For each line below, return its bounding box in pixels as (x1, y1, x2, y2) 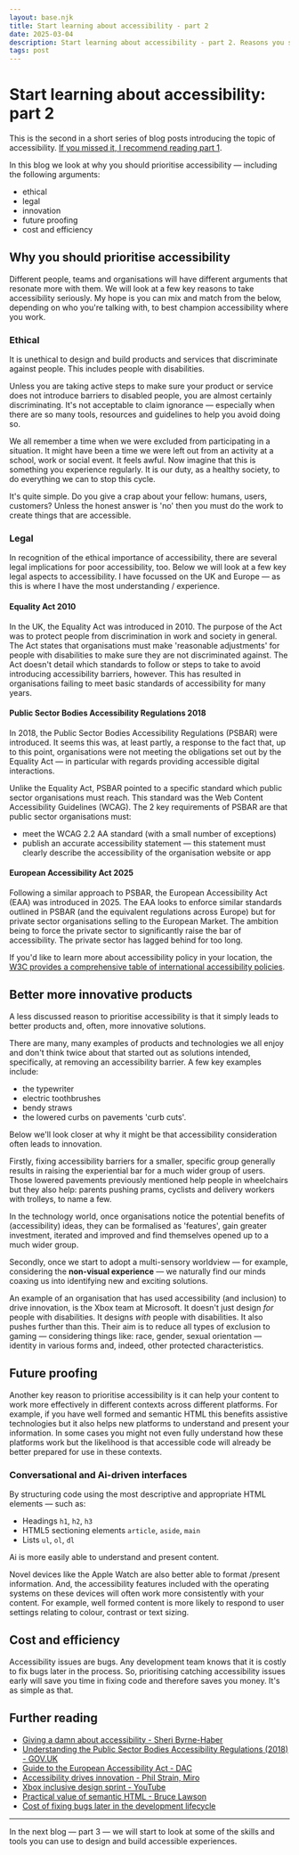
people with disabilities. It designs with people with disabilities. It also (9, 1312, 263, 1322)
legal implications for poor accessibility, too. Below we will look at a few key (9, 562, 287, 573)
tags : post (9, 46, 50, 55)
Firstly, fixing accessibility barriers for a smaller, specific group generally (9, 1156, 276, 1166)
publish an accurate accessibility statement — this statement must (21, 838, 266, 848)
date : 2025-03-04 (9, 29, 74, 38)
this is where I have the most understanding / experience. (9, 581, 221, 592)
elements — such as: (9, 1499, 86, 1508)
